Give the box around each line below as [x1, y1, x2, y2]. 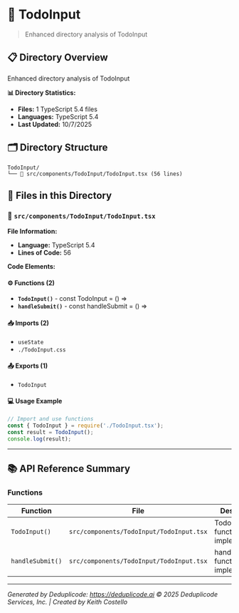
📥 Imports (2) [7, 319, 50, 327]
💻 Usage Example [7, 397, 63, 406]
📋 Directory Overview [7, 51, 108, 63]
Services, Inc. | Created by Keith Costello [7, 598, 128, 607]
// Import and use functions [7, 416, 94, 423]
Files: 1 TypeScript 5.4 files [17, 105, 98, 113]
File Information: [7, 227, 58, 236]
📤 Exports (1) [7, 361, 48, 370]
